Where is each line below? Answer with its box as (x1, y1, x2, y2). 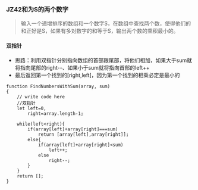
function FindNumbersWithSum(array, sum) (6, 83, 111, 89)
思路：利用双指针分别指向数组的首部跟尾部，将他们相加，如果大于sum (14, 57, 187, 64)
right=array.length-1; (27, 110, 84, 117)
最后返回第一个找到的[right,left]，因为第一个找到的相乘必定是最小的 (14, 71, 180, 79)
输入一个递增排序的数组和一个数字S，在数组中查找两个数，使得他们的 (20, 20, 191, 27)
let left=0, (17, 105, 46, 111)
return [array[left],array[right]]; (37, 131, 129, 138)
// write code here (17, 94, 65, 99)
